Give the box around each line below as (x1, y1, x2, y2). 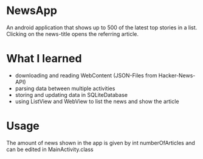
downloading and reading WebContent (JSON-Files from (15, 71, 157, 79)
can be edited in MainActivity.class (6, 146, 94, 153)
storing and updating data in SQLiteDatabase (15, 91, 128, 98)
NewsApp (6, 4, 58, 18)
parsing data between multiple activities (15, 85, 115, 92)
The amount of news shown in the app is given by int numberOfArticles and (6, 139, 196, 146)
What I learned (6, 52, 82, 66)
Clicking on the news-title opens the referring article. (6, 30, 139, 37)
